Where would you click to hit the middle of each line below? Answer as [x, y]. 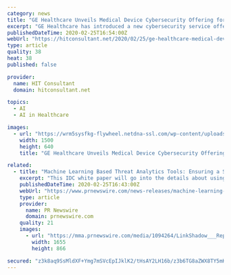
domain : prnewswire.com [59, 217]
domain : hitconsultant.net [52, 90]
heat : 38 [20, 58]
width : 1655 [49, 242]
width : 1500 [36, 140]
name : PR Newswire [52, 210]
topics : [18, 102]
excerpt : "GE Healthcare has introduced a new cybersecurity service [109, 26]
